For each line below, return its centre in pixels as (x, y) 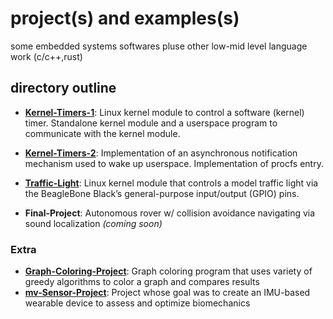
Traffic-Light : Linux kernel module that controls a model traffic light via (171, 183)
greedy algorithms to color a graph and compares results (142, 282)
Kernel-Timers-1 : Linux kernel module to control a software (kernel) (164, 112)
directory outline (63, 88)
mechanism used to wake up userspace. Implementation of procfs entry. (174, 163)
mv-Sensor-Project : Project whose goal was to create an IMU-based (167, 293)
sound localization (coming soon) (93, 223)
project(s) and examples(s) (125, 18)
